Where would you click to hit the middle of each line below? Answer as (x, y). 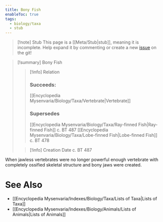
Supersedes (45, 113)
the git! (25, 53)
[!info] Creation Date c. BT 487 (61, 150)
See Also (24, 185)
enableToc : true (22, 14)
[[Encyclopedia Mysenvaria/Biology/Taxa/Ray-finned (83, 124)
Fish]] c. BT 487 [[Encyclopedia (76, 130)
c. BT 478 (39, 140)
